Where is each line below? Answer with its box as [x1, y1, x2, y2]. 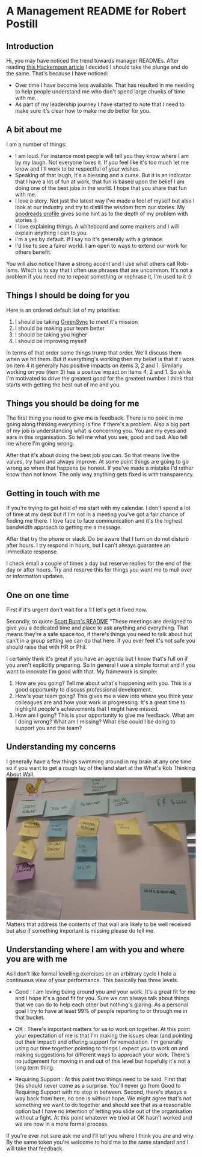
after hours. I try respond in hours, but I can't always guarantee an [6, 541, 170, 549]
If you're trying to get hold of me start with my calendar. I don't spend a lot [6, 505, 191, 512]
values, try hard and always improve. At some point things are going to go [6, 458, 189, 465]
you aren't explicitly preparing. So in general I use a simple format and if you [6, 661, 195, 669]
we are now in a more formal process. [14, 1120, 109, 1127]
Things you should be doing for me [6, 399, 139, 409]
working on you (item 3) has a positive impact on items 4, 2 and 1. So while [6, 368, 191, 375]
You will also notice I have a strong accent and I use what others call [6, 260, 176, 267]
